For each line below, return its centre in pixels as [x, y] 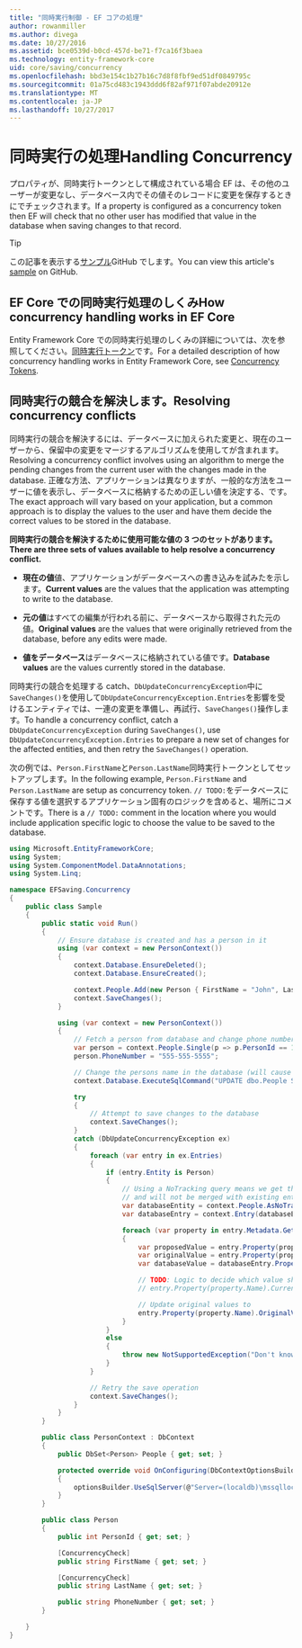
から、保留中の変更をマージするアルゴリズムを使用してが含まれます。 [154, 450]
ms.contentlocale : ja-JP [56, 101]
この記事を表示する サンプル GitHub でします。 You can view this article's [142, 262]
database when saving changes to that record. [95, 226]
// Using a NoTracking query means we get [202, 1189]
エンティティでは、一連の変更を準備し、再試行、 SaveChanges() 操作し [153, 708]
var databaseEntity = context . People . [195, 1206]
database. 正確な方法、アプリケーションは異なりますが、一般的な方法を [143, 480]
